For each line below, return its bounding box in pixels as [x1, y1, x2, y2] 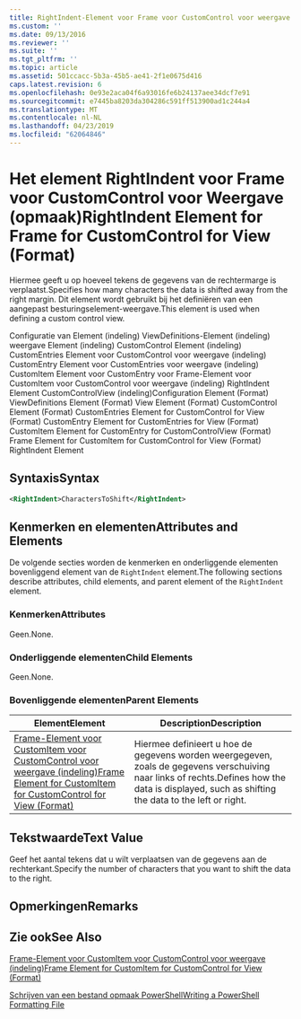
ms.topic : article [9, 64, 78, 73]
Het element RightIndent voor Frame [9, 169, 285, 189]
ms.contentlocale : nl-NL [9, 113, 102, 122]
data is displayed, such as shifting [133, 783, 277, 795]
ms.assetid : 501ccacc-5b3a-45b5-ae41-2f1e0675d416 [9, 72, 202, 81]
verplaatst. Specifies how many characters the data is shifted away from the [9, 284, 288, 294]
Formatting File [9, 999, 65, 1010]
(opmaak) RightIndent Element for [9, 207, 263, 227]
